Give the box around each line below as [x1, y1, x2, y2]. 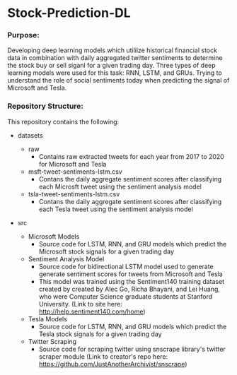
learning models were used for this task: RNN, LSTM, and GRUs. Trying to [7, 69, 223, 77]
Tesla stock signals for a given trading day [38, 330, 162, 338]
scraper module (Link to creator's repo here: [38, 352, 168, 361]
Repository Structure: [7, 101, 83, 111]
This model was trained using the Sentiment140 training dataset [38, 277, 225, 285]
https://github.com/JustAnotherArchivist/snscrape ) [38, 359, 187, 368]
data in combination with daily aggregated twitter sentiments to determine [7, 54, 223, 62]
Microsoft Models [28, 232, 80, 241]
